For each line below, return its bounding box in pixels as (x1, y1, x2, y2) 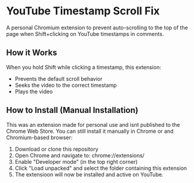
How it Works (6, 48, 57, 58)
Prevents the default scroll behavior (14, 75, 103, 82)
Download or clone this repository (14, 145, 98, 152)
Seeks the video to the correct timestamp (14, 81, 117, 89)
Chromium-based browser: (6, 133, 73, 141)
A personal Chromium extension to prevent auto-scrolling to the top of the (6, 24, 188, 31)
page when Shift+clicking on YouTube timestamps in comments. (6, 30, 164, 37)
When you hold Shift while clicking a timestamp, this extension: (6, 63, 161, 71)
